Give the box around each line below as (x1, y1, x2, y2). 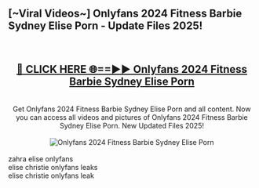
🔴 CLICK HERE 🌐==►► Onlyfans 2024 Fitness (16, 63, 248, 76)
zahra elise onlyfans (8, 154, 74, 164)
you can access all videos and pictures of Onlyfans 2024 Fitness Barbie (15, 112, 249, 121)
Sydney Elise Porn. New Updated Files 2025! (60, 121, 204, 130)
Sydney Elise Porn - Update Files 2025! (8, 20, 203, 33)
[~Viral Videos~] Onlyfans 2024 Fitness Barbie (8, 7, 243, 20)
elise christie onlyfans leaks (8, 162, 98, 172)
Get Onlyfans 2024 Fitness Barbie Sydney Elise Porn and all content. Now (13, 104, 251, 114)
